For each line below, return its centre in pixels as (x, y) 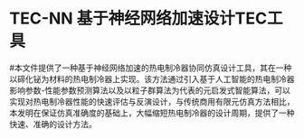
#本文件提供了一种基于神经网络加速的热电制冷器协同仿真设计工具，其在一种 (151, 68)
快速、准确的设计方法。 (53, 124)
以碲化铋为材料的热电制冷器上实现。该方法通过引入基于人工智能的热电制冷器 (152, 78)
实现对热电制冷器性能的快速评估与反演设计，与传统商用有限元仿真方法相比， (152, 101)
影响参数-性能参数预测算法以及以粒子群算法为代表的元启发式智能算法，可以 (150, 90)
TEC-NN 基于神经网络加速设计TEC (138, 18)
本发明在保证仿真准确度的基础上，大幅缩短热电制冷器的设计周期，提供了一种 (152, 113)
